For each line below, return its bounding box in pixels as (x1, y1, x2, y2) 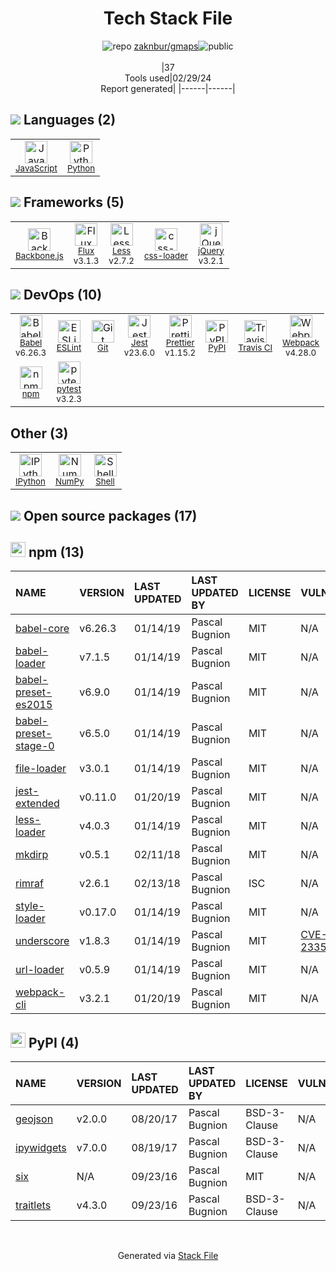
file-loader (15, 762, 67, 776)
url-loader (15, 963, 65, 977)
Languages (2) (23, 112, 117, 129)
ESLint (56, 342, 82, 354)
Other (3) (10, 425, 69, 442)
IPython (15, 476, 46, 487)
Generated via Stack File (117, 1250, 219, 1262)
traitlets (15, 1198, 52, 1212)
